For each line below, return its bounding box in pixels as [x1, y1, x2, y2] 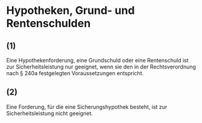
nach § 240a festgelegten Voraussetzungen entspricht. [6, 70, 144, 76]
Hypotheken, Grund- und [6, 4, 135, 18]
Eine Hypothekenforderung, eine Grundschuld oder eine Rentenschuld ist [6, 57, 189, 64]
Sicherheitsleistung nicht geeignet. [6, 110, 93, 117]
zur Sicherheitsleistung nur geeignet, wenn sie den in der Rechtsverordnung [6, 63, 197, 70]
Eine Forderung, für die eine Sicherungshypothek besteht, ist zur [6, 103, 168, 110]
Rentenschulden [6, 16, 91, 30]
